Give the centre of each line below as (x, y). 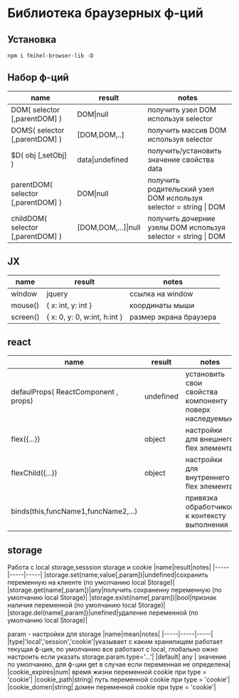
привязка (202, 498)
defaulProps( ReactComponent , (65, 392)
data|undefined (103, 160)
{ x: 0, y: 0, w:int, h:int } (84, 317)
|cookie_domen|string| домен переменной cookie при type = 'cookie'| (112, 687)
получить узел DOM (182, 110)
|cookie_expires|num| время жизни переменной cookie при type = (107, 672)
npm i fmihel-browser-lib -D (51, 56)
